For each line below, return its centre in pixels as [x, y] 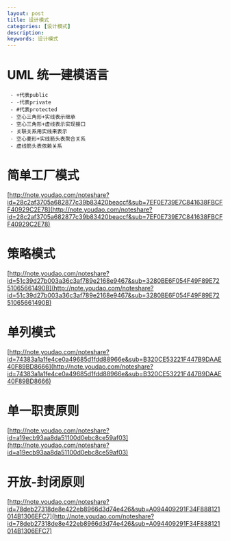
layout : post [26, 13]
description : [26, 33]
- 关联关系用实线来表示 [39, 132]
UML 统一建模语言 [58, 75]
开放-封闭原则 [46, 482]
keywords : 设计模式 [33, 39]
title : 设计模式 [28, 20]
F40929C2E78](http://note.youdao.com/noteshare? [80, 209]
